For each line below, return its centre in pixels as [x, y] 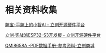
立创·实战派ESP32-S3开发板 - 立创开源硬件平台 [53, 35]
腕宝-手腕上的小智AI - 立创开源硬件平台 [45, 25]
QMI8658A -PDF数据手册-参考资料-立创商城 [50, 45]
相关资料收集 [31, 10]
